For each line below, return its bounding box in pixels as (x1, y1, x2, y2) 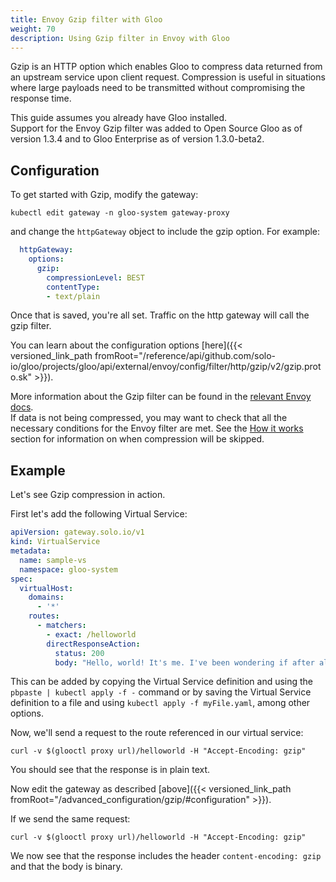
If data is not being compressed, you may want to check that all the (10, 412, 288, 424)
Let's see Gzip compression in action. (10, 489, 166, 501)
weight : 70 (10, 24, 56, 34)
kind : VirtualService (10, 537, 101, 547)
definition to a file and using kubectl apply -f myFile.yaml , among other (10, 697, 311, 709)
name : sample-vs (19, 555, 87, 565)
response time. (10, 92, 72, 105)
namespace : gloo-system (19, 564, 118, 575)
